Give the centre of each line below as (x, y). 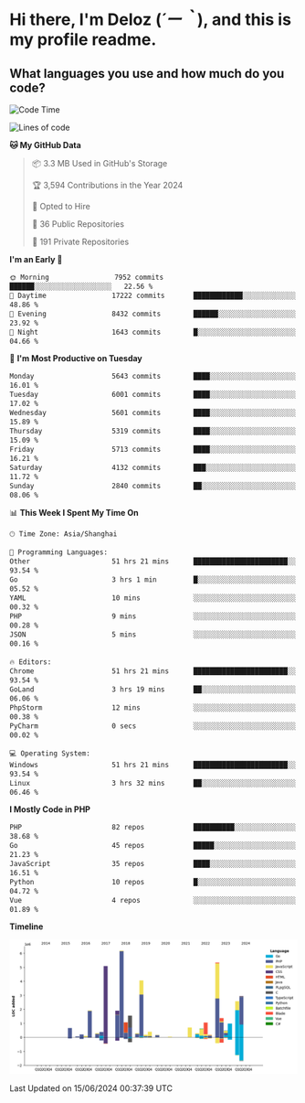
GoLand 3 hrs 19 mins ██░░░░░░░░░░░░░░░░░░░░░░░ (153, 690)
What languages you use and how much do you (147, 74)
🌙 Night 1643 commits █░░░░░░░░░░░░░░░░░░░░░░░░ (153, 332)
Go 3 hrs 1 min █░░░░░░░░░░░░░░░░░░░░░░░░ (153, 580)
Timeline (26, 926)
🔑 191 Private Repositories (80, 241)
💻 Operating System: (50, 754)
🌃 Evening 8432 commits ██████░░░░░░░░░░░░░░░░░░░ (153, 314)
